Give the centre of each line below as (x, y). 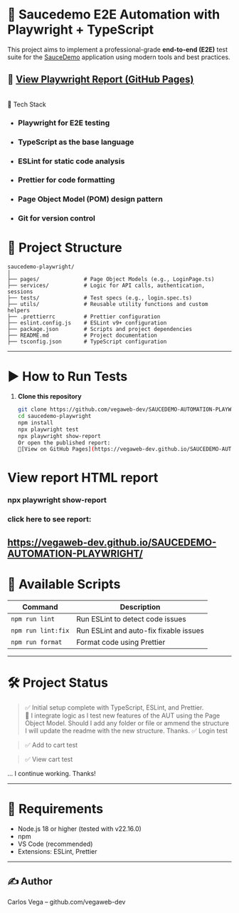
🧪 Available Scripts (64, 584)
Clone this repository (49, 397)
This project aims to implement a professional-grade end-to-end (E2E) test (118, 49)
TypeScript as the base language (76, 142)
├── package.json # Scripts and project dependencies (100, 330)
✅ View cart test (49, 759)
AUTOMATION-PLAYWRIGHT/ (75, 553)
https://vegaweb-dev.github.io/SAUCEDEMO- (112, 542)
